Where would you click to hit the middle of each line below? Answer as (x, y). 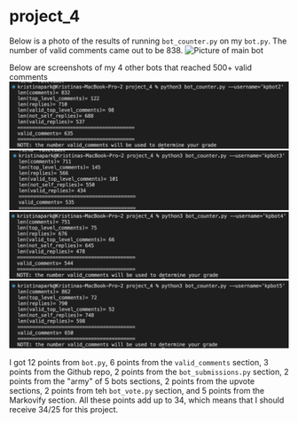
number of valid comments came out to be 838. (96, 50)
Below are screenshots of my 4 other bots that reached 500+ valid (131, 67)
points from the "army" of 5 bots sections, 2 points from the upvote (132, 381)
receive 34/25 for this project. (64, 410)
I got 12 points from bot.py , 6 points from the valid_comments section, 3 (139, 363)
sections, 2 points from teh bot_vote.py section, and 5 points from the (137, 391)
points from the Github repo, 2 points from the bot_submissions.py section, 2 (149, 372)
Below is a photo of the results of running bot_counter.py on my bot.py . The (148, 41)
